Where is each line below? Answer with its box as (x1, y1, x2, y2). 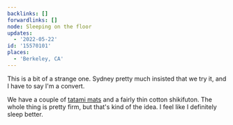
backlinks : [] (7, 10, 49, 17)
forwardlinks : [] (7, 17, 58, 24)
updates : (7, 29, 33, 37)
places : (7, 49, 30, 56)
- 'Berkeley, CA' (13, 56, 64, 62)
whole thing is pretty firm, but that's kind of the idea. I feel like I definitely (7, 102, 218, 111)
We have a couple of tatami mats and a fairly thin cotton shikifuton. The (7, 95, 213, 103)
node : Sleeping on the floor (7, 23, 92, 30)
